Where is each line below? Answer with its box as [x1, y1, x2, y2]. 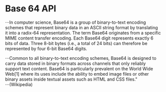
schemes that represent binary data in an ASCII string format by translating [5, 24, 158, 30]
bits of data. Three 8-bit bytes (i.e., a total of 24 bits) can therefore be [5, 40, 148, 46]
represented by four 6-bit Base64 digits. [5, 46, 88, 51]
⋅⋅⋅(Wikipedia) [5, 81, 33, 87]
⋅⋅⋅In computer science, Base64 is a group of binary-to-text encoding [5, 19, 146, 25]
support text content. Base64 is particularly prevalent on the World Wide [5, 65, 154, 72]
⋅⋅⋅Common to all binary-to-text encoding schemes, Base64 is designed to [5, 55, 157, 61]
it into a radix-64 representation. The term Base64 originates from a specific [5, 30, 161, 36]
